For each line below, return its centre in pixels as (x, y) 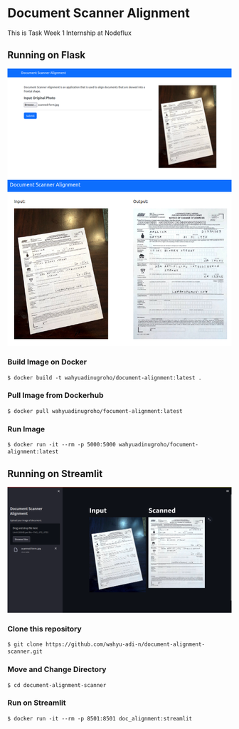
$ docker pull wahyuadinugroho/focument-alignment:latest (95, 411)
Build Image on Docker (47, 362)
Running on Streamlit (55, 474)
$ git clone (25, 645)
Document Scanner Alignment (99, 13)
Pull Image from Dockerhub (56, 395)
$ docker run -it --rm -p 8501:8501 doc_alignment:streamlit (100, 718)
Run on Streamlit (37, 703)
